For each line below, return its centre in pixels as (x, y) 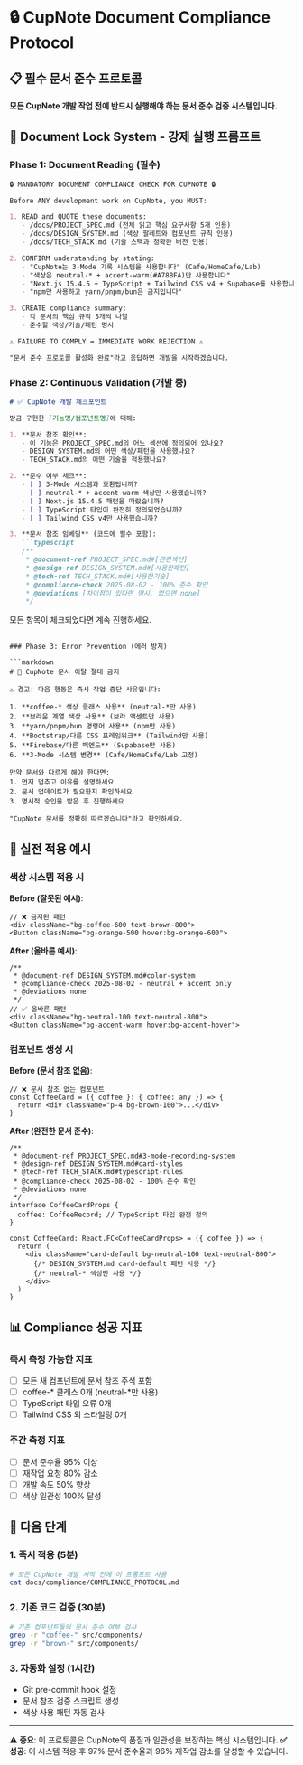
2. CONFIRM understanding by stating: (82, 258)
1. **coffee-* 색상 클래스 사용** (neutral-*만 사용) (103, 707)
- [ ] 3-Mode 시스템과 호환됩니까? (79, 484)
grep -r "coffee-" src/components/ (76, 1635)
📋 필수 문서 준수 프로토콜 (76, 78)
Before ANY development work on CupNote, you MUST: (108, 201)
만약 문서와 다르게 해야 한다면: (60, 773)
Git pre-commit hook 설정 (69, 1690)
